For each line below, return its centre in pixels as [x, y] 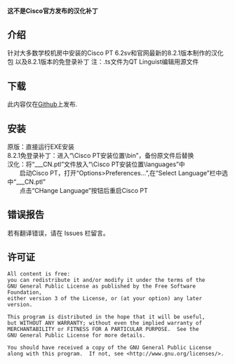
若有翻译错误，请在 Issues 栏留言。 [59, 233]
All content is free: [39, 274]
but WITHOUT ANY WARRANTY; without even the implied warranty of [105, 323]
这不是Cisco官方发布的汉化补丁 [53, 11]
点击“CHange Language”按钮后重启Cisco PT [84, 191]
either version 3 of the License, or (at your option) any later [105, 298]
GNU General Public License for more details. [76, 335]
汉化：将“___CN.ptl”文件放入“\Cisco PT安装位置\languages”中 [96, 164]
